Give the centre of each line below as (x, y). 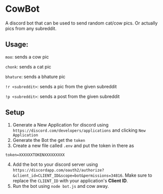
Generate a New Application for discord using (60, 125)
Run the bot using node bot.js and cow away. (61, 186)
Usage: (17, 45)
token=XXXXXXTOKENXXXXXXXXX (35, 155)
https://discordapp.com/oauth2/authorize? (58, 170)
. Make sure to (137, 175)
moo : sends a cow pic (27, 57)
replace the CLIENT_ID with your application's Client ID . (70, 180)
